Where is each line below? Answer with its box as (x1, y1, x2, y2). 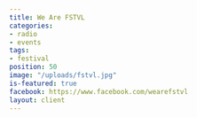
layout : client (9, 95, 66, 105)
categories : (9, 21, 53, 30)
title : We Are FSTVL (9, 12, 86, 22)
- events (9, 37, 42, 47)
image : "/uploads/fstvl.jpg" (9, 71, 117, 80)
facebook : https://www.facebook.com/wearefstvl (9, 87, 189, 96)
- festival (9, 54, 50, 63)
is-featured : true (9, 79, 77, 88)
